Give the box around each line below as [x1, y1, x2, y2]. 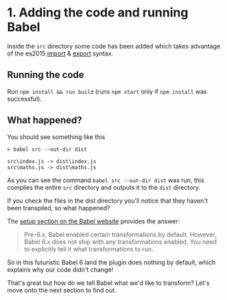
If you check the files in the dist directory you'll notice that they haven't [7, 197, 208, 205]
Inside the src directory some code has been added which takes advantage [7, 42, 221, 50]
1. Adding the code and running [7, 5, 189, 21]
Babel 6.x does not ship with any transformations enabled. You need [23, 238, 217, 246]
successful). [7, 95, 43, 103]
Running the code [7, 69, 84, 81]
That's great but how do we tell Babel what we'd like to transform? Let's [7, 279, 210, 287]
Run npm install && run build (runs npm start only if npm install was [7, 87, 207, 95]
